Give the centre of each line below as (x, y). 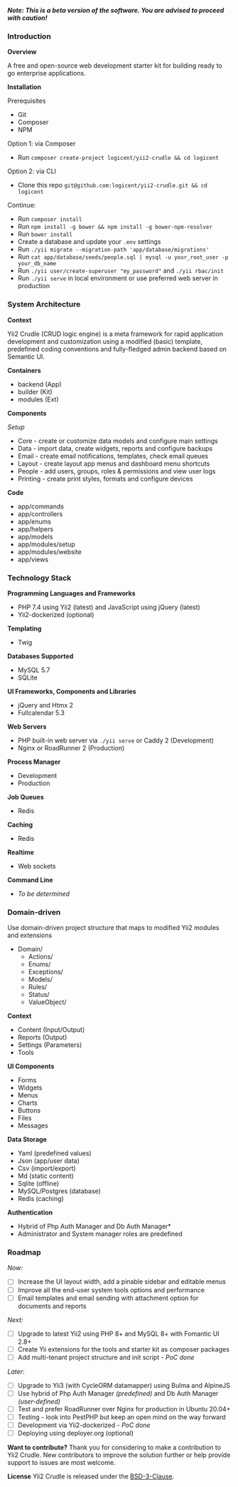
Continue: (22, 205)
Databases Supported (40, 656)
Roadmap (24, 1252)
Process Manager (34, 762)
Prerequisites (27, 101)
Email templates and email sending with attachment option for (108, 1298)
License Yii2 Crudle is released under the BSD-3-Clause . (91, 1476)
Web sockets (37, 866)
